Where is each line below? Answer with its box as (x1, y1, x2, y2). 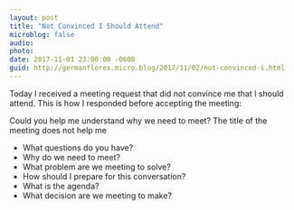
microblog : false (9, 30, 75, 39)
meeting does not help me (9, 124, 107, 135)
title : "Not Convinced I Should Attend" (9, 22, 165, 31)
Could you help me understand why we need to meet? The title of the (9, 114, 268, 126)
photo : (9, 47, 34, 56)
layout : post (9, 13, 59, 23)
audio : (9, 38, 34, 48)
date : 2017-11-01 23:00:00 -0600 (9, 55, 136, 64)
